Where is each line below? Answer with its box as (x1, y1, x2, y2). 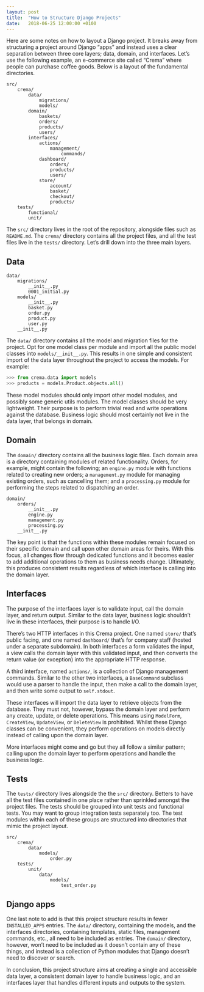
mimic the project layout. (6, 823, 69, 830)
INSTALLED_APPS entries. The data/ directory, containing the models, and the (6, 922, 196, 929)
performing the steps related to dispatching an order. (6, 483, 139, 491)
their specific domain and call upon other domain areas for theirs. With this (6, 545, 194, 552)
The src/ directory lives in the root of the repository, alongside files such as (6, 226, 196, 233)
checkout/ (49, 194, 75, 200)
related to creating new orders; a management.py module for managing (6, 471, 181, 478)
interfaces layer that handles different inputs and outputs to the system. (6, 979, 186, 986)
